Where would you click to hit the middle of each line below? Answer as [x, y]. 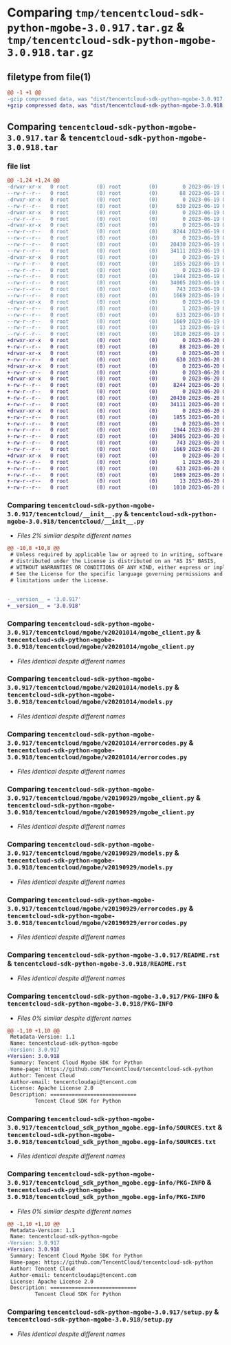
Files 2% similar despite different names [74, 536]
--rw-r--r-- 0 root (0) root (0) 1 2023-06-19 [113, 308]
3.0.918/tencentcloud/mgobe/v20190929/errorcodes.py [97, 923]
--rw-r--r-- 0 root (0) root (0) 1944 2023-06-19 [113, 277]
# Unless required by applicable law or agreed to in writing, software [117, 555]
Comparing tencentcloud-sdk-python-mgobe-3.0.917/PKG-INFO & [113, 996]
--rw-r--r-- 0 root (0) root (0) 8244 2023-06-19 [113, 232]
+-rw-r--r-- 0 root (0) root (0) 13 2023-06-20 [113, 481]
